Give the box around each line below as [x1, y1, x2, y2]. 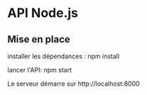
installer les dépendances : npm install [7, 52, 119, 60]
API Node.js [7, 5, 79, 21]
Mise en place [7, 33, 71, 45]
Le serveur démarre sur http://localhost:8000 [7, 79, 140, 88]
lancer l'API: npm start [7, 66, 72, 74]
